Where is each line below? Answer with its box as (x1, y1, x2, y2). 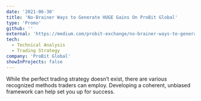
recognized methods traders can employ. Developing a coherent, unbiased (6, 81, 191, 88)
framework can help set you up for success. (6, 88, 115, 95)
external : (6, 31, 31, 37)
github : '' (6, 25, 33, 32)
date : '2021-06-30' (6, 8, 55, 15)
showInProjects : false (6, 59, 63, 65)
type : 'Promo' (6, 20, 42, 26)
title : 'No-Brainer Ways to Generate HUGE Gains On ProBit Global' (6, 14, 178, 20)
